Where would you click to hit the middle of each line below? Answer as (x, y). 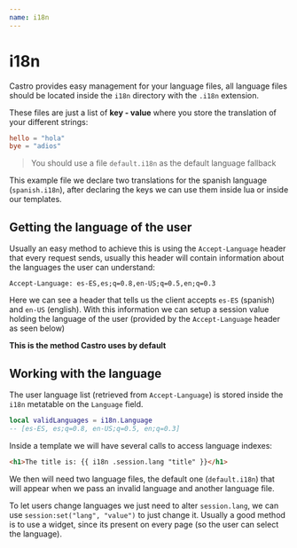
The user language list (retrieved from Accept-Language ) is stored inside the (146, 395)
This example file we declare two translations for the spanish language (138, 180)
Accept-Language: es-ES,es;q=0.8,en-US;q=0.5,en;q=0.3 (113, 284)
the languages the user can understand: (82, 268)
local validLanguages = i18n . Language (81, 420)
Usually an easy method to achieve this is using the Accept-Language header (148, 248)
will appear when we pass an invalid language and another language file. (142, 488)
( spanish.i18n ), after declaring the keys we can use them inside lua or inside (149, 190)
